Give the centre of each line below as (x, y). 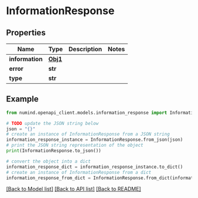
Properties (26, 33)
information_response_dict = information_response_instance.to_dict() (95, 167)
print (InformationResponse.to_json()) (54, 151)
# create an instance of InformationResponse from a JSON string (88, 134)
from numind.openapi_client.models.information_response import (87, 113)
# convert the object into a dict (49, 161)
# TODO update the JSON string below (52, 123)
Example (22, 99)
